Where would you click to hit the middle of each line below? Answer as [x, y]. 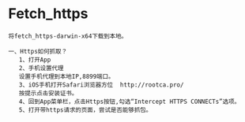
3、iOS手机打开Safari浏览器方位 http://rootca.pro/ [101, 85]
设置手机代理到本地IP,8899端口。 [66, 76]
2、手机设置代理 [41, 68]
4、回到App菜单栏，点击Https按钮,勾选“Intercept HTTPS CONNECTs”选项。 [130, 102]
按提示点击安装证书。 [48, 93]
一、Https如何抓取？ [38, 51]
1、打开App [35, 60]
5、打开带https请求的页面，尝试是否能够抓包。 [85, 110]
